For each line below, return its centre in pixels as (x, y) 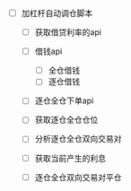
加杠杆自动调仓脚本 (57, 13)
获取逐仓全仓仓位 (66, 120)
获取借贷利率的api (68, 32)
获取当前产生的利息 (70, 158)
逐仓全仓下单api (64, 100)
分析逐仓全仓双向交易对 (78, 139)
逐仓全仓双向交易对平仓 (78, 177)
